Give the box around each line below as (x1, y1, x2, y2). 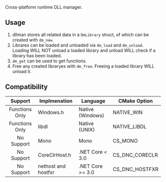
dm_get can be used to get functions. (12, 58, 87, 64)
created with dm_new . (12, 37, 54, 43)
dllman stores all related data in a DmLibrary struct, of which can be (12, 32, 149, 38)
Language (81, 97, 106, 104)
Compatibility (5, 83, 48, 91)
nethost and (38, 163, 66, 170)
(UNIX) (79, 126, 95, 133)
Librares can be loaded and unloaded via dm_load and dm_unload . (12, 42, 144, 48)
